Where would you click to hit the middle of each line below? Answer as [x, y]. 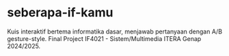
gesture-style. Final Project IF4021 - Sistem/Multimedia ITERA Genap [104, 38]
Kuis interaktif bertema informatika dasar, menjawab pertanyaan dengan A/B [115, 31]
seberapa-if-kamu [60, 13]
